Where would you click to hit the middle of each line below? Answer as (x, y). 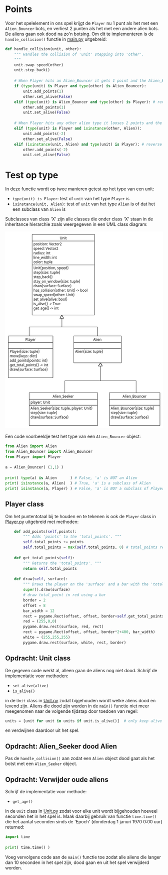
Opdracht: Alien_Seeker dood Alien (61, 746)
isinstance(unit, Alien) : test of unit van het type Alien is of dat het (84, 204)
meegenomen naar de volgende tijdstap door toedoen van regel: (72, 711)
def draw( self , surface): (41, 579)
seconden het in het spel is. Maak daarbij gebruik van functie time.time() (81, 816)
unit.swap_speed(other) (39, 65)
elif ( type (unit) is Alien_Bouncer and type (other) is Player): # (85, 102)
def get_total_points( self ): (44, 558)
